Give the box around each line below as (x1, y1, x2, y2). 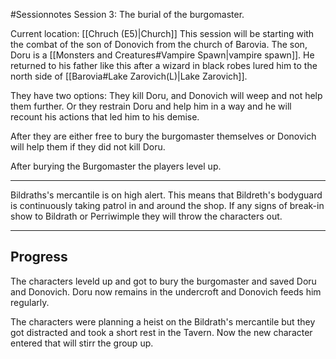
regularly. (10, 296, 50, 308)
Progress (10, 249, 68, 266)
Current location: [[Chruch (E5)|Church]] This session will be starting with (10, 28, 315, 39)
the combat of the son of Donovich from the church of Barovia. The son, (10, 39, 308, 50)
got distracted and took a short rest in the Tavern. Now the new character (10, 326, 313, 338)
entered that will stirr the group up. (10, 337, 154, 349)
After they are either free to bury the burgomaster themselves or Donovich (10, 130, 317, 142)
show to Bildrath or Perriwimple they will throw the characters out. (10, 210, 283, 222)
